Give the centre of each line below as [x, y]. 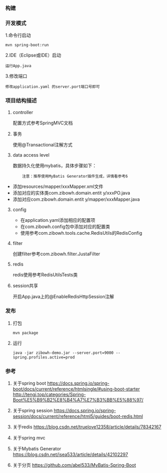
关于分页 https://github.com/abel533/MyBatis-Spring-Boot [74, 465]
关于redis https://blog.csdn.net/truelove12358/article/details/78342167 [87, 427]
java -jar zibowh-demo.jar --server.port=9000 [63, 353]
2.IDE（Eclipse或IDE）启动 [33, 55]
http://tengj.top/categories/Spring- [49, 394]
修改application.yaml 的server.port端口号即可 [53, 87]
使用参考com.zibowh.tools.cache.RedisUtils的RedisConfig [81, 233]
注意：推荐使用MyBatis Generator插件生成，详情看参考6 [75, 176]
